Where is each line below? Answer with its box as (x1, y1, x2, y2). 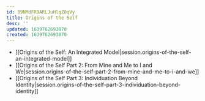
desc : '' (6, 20, 29, 26)
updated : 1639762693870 (6, 26, 67, 32)
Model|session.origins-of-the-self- (103, 48, 192, 56)
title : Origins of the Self (6, 15, 78, 21)
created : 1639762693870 (6, 32, 67, 38)
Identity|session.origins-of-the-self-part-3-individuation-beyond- (15, 81, 181, 89)
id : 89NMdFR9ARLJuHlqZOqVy (6, 9, 75, 15)
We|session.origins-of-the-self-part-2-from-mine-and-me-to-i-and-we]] (15, 68, 199, 75)
